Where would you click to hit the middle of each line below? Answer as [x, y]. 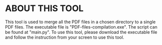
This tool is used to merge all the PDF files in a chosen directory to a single [80, 22]
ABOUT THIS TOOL [45, 8]
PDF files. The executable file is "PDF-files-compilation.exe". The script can [81, 27]
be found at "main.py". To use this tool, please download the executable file [81, 32]
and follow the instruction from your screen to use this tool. [65, 37]
